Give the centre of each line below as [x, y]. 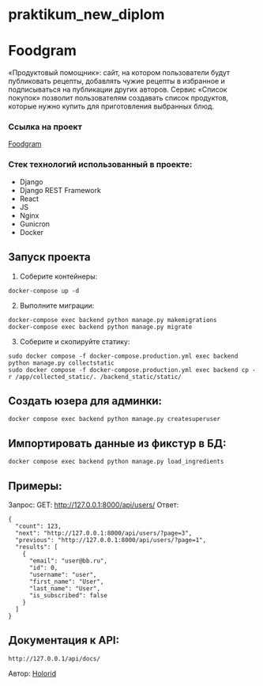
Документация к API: [64, 641]
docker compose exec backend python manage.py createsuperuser [115, 419]
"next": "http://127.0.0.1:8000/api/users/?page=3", [104, 533]
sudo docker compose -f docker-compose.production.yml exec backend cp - [132, 370]
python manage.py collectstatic [61, 363]
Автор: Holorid [32, 673]
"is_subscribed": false [68, 595]
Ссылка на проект [45, 127]
